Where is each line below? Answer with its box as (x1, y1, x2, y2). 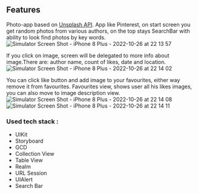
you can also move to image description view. (6, 89, 120, 96)
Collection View (15, 150, 54, 158)
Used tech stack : (6, 117, 59, 126)
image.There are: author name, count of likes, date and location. (6, 58, 167, 65)
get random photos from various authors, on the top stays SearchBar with (6, 27, 190, 34)
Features (6, 5, 41, 15)
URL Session (15, 169, 47, 177)
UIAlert (15, 176, 33, 183)
